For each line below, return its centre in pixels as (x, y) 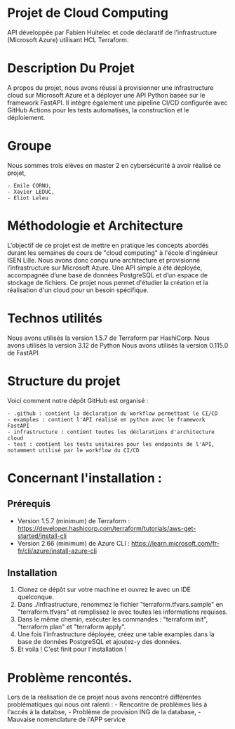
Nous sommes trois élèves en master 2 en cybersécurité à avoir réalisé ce (114, 165)
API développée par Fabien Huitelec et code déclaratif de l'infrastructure (112, 32)
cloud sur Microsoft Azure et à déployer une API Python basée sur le (106, 95)
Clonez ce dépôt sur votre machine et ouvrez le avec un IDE (104, 590)
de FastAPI (23, 353)
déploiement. (26, 117)
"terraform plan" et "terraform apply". (72, 627)
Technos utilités (55, 318)
